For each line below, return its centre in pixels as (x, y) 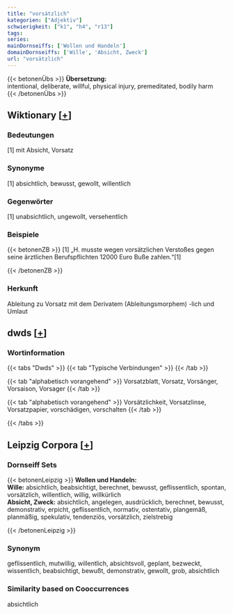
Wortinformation (36, 353)
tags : (15, 33)
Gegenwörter (30, 201)
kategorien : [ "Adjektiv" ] (45, 20)
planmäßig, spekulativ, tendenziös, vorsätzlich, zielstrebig (90, 517)
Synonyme (26, 168)
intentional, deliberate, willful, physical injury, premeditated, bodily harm (110, 86)
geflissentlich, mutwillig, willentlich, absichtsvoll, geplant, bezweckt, (105, 563)
